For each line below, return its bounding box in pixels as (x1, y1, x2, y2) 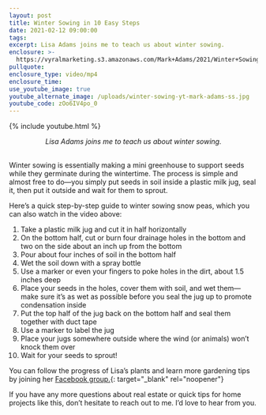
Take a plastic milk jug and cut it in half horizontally (20, 224, 187, 234)
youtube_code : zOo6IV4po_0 (9, 100, 98, 108)
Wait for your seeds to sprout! (20, 351, 118, 360)
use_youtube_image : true (9, 85, 91, 93)
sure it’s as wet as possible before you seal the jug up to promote (39, 292, 252, 301)
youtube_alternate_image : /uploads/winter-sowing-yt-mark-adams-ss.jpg (9, 92, 249, 100)
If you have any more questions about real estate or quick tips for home (9, 390, 242, 399)
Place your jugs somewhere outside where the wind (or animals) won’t (20, 334, 249, 344)
